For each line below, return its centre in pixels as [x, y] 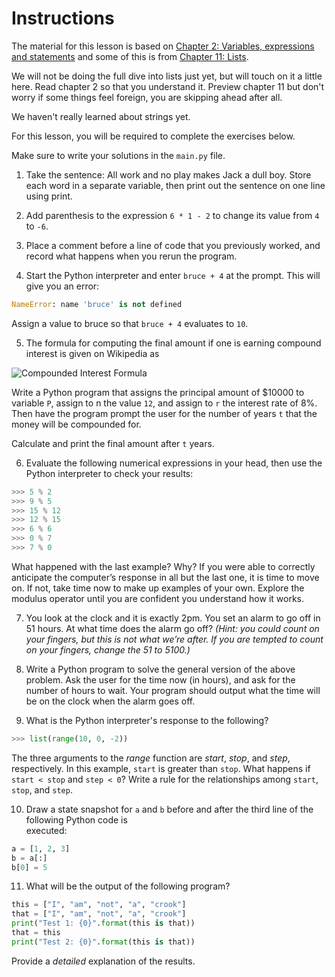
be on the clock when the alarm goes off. [110, 701]
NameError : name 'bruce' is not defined [97, 304]
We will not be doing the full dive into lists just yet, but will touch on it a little [167, 76]
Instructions [63, 18]
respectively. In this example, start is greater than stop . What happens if [161, 768]
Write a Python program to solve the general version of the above [160, 669]
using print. [49, 196]
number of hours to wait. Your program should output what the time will [173, 690]
